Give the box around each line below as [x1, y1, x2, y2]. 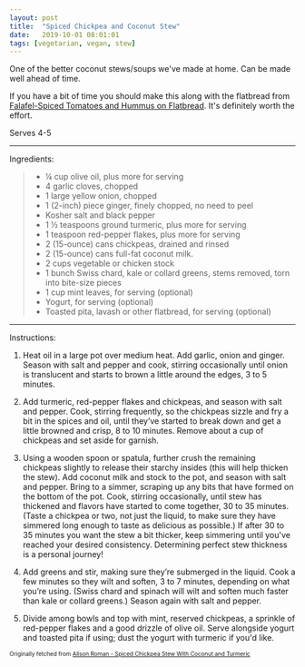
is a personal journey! [22, 549, 104, 560]
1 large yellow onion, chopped [44, 191, 157, 201]
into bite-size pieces [44, 278, 123, 289]
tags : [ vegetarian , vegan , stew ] [9, 38, 136, 48]
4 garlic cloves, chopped [44, 181, 139, 191]
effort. [9, 110, 34, 121]
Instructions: [9, 332, 56, 343]
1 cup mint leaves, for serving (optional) [44, 287, 193, 298]
